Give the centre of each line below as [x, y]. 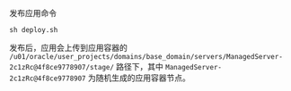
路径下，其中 [140, 66]
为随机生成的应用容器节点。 [139, 78]
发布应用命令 [33, 13]
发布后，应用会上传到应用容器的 [68, 48]
